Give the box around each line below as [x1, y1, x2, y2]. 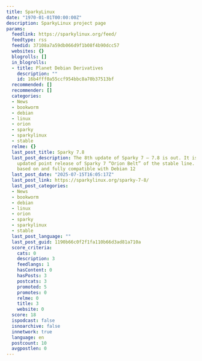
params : [6, 25, 26, 32]
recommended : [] [11, 82, 52, 88]
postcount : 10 [11, 340, 47, 346]
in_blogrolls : [11, 59, 47, 65]
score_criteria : [11, 244, 52, 251]
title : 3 [17, 301, 39, 307]
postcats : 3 [17, 278, 47, 284]
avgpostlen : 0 [11, 345, 47, 352]
